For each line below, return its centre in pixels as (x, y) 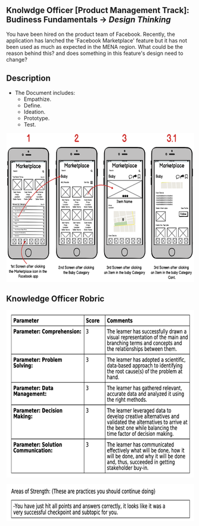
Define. (32, 105)
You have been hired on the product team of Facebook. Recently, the (91, 34)
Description (28, 79)
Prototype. (37, 118)
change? (17, 59)
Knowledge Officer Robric (55, 299)
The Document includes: (45, 93)
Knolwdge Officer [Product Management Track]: (98, 10)
